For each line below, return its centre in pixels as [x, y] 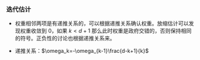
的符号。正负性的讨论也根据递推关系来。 [65, 38]
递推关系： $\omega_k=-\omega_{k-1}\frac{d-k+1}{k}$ [82, 51]
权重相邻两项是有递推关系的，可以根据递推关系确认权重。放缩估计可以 [102, 23]
